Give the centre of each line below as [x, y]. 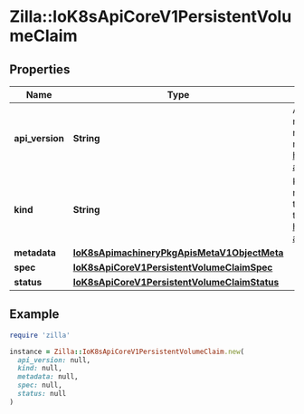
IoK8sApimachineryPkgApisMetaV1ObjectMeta [178, 253]
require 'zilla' [40, 335]
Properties [40, 69]
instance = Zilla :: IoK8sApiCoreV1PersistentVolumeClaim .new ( [127, 351]
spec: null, [40, 385]
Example [34, 314]
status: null [42, 394]
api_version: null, [54, 360]
